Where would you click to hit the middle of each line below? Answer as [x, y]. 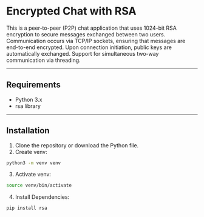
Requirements [33, 85]
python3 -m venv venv [34, 163]
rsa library [28, 106]
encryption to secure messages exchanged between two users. [86, 34]
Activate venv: [33, 175]
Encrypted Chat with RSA [71, 11]
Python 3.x [29, 99]
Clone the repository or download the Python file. [77, 145]
